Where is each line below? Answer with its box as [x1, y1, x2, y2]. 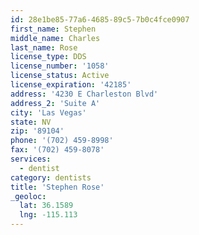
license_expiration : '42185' [10, 80, 132, 90]
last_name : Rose [10, 42, 78, 53]
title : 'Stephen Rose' [10, 182, 105, 192]
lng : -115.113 [19, 210, 78, 220]
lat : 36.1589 [19, 201, 74, 211]
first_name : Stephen [10, 24, 97, 34]
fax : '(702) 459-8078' [10, 145, 105, 155]
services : [10, 154, 52, 164]
